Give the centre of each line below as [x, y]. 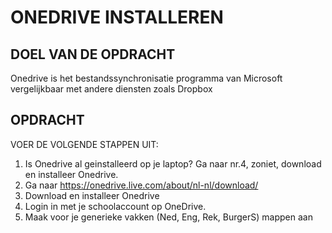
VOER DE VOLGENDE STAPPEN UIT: [84, 144]
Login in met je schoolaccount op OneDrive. [115, 206]
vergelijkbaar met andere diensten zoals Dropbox [111, 89]
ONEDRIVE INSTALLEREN [117, 17]
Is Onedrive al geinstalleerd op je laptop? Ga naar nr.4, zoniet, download [173, 163]
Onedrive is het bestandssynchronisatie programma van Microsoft [146, 78]
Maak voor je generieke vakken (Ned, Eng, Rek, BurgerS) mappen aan [168, 217]
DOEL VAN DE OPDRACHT [93, 54]
